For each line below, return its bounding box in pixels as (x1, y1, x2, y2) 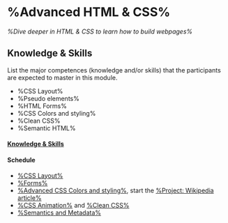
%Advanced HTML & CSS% (7, 4, 171, 20)
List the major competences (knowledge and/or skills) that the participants (7, 66, 221, 74)
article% (17, 193, 42, 202)
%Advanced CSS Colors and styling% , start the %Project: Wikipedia (17, 186, 214, 194)
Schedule (7, 155, 36, 164)
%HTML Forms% (17, 102, 68, 110)
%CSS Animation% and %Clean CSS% (17, 201, 130, 209)
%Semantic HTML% (17, 123, 76, 132)
